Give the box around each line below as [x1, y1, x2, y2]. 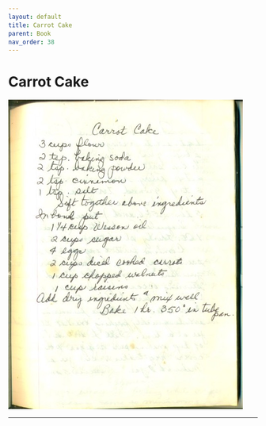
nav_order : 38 [8, 38, 55, 46]
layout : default [8, 13, 62, 21]
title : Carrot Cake [8, 21, 73, 29]
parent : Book [8, 29, 51, 37]
